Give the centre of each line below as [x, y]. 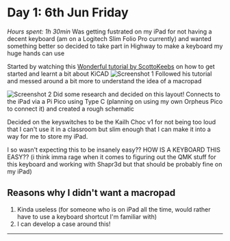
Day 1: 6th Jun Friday [68, 13]
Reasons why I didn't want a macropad [91, 193]
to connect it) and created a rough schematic [71, 109]
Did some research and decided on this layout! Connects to [137, 94]
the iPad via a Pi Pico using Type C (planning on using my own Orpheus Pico [115, 101]
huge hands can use [36, 53]
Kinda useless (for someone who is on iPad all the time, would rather [114, 209]
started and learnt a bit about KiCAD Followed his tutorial [110, 74]
